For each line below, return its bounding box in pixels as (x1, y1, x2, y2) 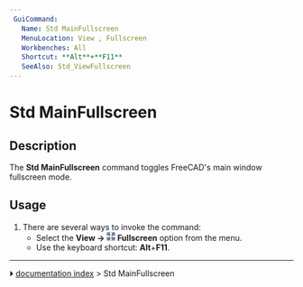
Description (9, 138, 77, 153)
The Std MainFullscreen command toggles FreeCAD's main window (9, 162, 263, 172)
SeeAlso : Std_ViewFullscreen (21, 62, 131, 71)
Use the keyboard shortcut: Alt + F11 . (35, 242, 170, 253)
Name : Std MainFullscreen (21, 23, 119, 33)
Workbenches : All (21, 43, 87, 52)
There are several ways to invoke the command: (22, 221, 201, 232)
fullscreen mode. (9, 171, 72, 182)
